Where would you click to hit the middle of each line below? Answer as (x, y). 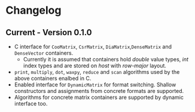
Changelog (33, 10)
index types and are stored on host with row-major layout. (95, 66)
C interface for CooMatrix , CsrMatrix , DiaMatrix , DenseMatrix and (93, 46)
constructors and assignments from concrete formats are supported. (99, 91)
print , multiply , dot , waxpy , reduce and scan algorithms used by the (97, 72)
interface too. (31, 104)
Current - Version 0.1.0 (49, 32)
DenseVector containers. (44, 53)
